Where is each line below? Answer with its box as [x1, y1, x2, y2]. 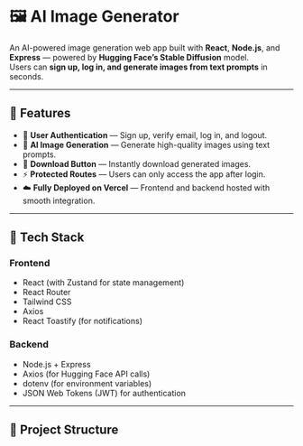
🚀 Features [9, 106, 71, 121]
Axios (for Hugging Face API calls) [22, 368, 151, 379]
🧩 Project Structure [9, 423, 119, 438]
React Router [22, 287, 71, 298]
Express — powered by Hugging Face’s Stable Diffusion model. [9, 51, 250, 62]
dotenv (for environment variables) [22, 377, 152, 388]
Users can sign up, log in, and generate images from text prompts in [9, 61, 268, 72]
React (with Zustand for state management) [22, 277, 185, 288]
